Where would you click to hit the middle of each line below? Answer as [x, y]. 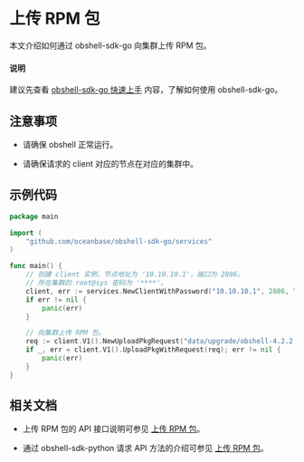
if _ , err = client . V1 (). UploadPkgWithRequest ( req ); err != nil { [153, 350]
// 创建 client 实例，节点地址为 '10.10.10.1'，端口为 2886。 [135, 274]
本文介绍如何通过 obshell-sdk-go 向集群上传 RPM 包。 [110, 45]
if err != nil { [57, 300]
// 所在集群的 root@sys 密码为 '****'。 [96, 283]
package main [34, 217]
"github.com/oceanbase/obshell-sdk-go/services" [119, 241]
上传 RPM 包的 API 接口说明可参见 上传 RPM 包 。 [114, 429]
